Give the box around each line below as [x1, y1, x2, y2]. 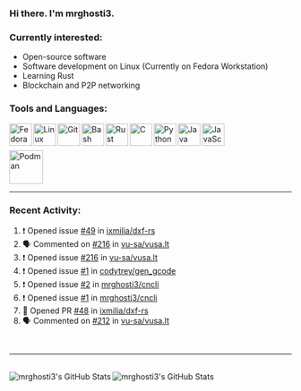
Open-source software [21, 52, 107, 63]
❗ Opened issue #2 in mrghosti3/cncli [21, 278, 159, 289]
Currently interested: [9, 30, 103, 43]
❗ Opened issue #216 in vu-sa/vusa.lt [21, 251, 159, 262]
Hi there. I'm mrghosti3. [9, 7, 115, 20]
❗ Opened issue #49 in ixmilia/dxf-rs [21, 225, 156, 235]
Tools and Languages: [9, 102, 107, 115]
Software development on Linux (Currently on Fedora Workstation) [21, 61, 269, 72]
